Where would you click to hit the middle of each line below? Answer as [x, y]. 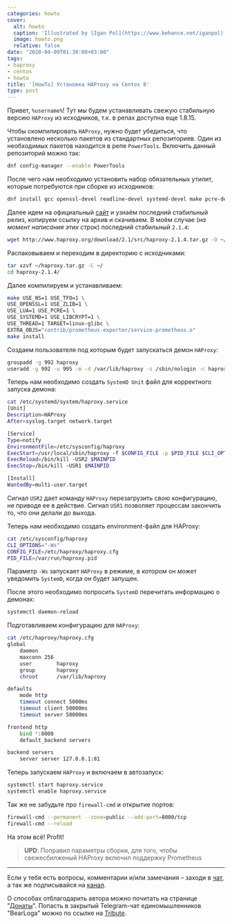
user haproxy [49, 664]
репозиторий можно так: [44, 154]
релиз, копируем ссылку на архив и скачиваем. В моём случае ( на [107, 219]
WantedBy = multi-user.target [48, 485]
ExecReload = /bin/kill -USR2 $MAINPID [61, 460]
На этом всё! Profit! [36, 837]
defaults [20, 689]
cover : [17, 20]
